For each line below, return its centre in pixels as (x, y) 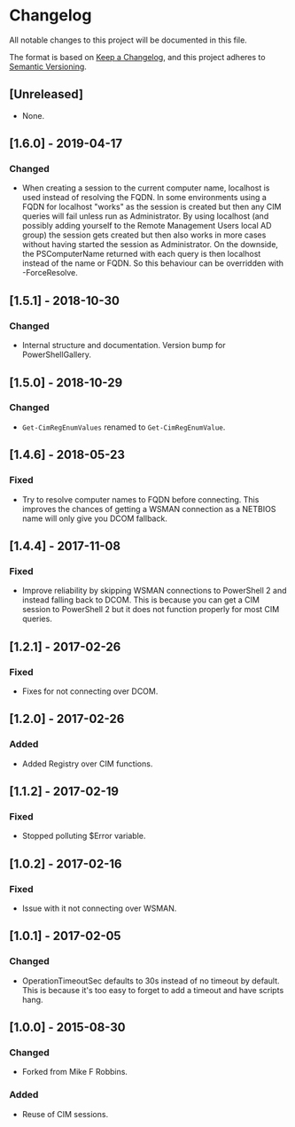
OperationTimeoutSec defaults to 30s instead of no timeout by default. (151, 981)
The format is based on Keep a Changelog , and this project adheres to (137, 57)
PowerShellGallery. (56, 354)
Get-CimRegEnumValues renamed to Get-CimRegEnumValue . (124, 427)
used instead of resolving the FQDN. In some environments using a (144, 198)
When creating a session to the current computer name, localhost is (146, 188)
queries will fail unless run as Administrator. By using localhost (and (145, 216)
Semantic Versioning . (48, 66)
